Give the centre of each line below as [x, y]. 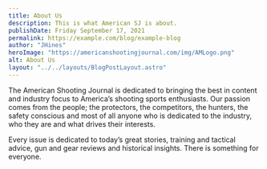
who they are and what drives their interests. [82, 124]
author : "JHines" [37, 45]
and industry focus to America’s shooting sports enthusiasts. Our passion [129, 98]
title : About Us [35, 16]
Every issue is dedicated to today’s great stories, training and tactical [122, 140]
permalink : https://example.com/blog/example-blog [95, 38]
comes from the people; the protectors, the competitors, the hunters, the [128, 107]
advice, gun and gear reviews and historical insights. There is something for [133, 147]
